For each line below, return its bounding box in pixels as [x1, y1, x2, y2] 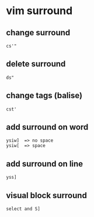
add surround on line [6, 159, 83, 169]
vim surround [6, 4, 73, 18]
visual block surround [6, 190, 88, 201]
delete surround [6, 59, 66, 69]
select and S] [6, 206, 41, 212]
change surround [6, 28, 71, 38]
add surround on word [6, 122, 89, 132]
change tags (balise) [6, 91, 83, 101]
